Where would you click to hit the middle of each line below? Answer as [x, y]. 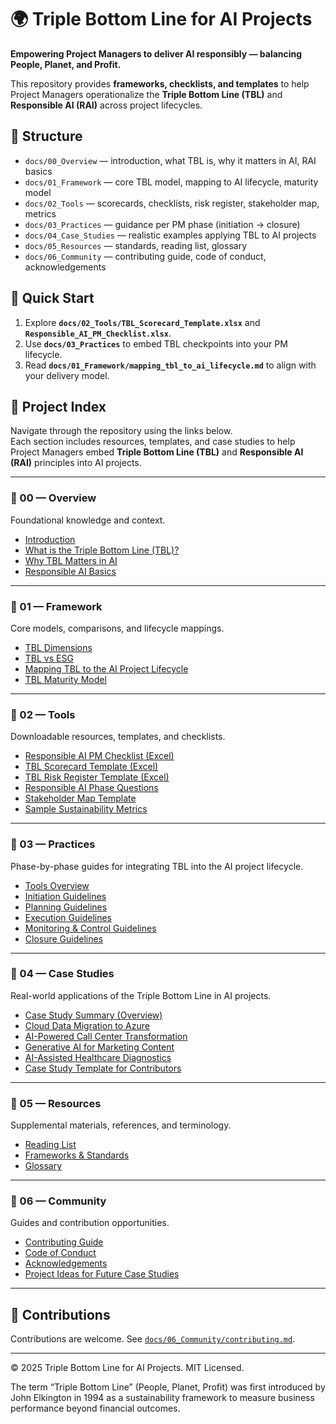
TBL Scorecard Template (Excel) [91, 767]
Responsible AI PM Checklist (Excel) [99, 756]
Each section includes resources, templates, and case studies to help [153, 442]
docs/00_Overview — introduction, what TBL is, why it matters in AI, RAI [170, 160]
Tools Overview [57, 885]
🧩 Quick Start [52, 298]
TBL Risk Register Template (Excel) [97, 777]
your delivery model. [67, 375]
